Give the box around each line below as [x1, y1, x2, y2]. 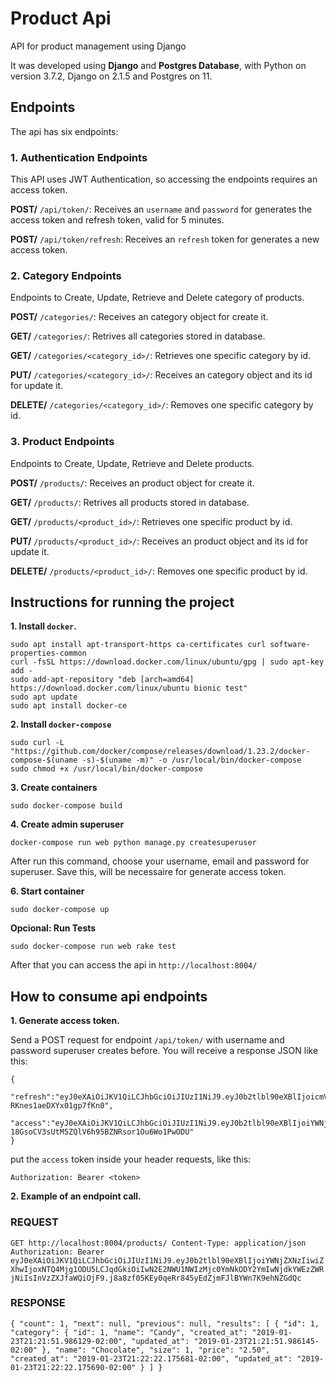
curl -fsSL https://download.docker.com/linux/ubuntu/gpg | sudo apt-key [10, 657, 325, 667]
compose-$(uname [10, 755, 78, 766]
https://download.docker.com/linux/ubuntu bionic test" [10, 683, 248, 694]
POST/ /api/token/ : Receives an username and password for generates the [10, 203, 313, 216]
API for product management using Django [10, 40, 187, 52]
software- [269, 640, 311, 650]
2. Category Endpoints [10, 268, 122, 282]
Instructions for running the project [10, 594, 235, 611]
